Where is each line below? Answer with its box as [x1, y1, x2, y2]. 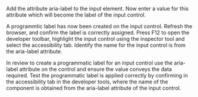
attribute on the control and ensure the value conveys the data [19, 66, 172, 73]
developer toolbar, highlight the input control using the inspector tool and [6, 35, 186, 42]
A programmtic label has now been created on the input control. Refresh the [6, 23, 193, 30]
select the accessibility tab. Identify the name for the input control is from [6, 41, 186, 48]
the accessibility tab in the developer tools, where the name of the [6, 78, 168, 85]
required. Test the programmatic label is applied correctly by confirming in [6, 72, 188, 79]
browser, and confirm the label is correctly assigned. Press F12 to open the [6, 29, 190, 36]
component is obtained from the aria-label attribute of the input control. [6, 85, 181, 91]
